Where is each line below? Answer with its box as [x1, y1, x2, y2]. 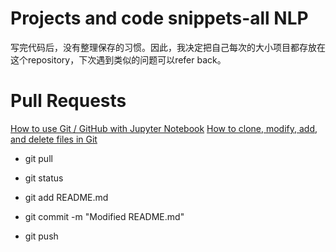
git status [24, 172, 64, 184]
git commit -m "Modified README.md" [24, 210, 185, 222]
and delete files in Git [10, 133, 98, 145]
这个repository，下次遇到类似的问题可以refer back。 [10, 53, 227, 66]
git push [24, 230, 59, 242]
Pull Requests [10, 90, 127, 112]
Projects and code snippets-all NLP [10, 7, 309, 30]
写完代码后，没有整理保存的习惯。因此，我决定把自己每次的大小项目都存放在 [10, 41, 326, 53]
